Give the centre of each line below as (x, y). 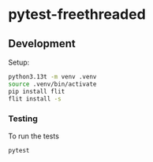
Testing (23, 119)
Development (42, 44)
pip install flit (37, 91)
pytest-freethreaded (77, 15)
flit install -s (35, 99)
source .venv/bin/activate (52, 84)
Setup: (19, 62)
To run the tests (34, 136)
